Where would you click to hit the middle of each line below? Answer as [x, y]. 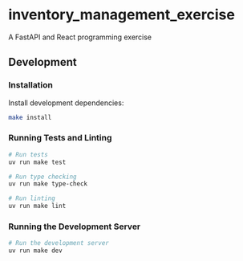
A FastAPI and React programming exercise [80, 37]
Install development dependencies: [66, 103]
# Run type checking [43, 177]
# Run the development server [59, 243]
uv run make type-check [48, 184]
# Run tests [28, 154]
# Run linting [32, 198]
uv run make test [37, 162]
